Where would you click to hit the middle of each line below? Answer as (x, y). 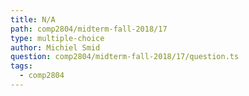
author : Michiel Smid (55, 47)
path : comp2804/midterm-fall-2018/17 (89, 29)
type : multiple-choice (57, 38)
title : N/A (33, 19)
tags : (21, 66)
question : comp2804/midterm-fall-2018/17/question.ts (125, 57)
